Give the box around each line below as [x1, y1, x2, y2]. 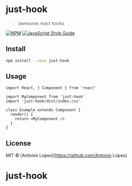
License [6, 139, 31, 148]
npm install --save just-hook [6, 58, 70, 63]
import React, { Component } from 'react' [6, 85, 97, 90]
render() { [10, 112, 33, 117]
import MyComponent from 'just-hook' [6, 95, 85, 100]
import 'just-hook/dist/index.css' [6, 99, 81, 104]
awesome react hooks [18, 20, 65, 26]
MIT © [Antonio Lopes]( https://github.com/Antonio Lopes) [6, 153, 127, 159]
